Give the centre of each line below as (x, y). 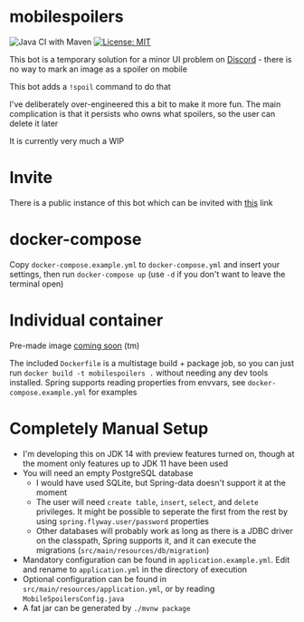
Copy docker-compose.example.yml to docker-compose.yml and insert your (145, 264)
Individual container (86, 320)
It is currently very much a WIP (67, 141)
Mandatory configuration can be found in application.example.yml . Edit (156, 559)
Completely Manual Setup (109, 428)
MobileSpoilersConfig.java (73, 599)
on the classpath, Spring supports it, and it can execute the (146, 540)
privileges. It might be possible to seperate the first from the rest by (161, 511)
